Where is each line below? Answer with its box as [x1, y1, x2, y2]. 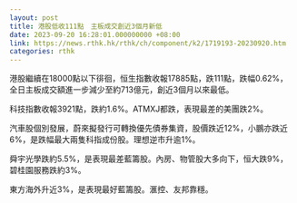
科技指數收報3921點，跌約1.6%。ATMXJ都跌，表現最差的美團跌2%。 [9, 103, 269, 114]
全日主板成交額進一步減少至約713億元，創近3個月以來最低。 [9, 84, 234, 95]
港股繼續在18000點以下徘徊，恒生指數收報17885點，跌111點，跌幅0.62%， [9, 73, 289, 84]
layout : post [9, 13, 59, 23]
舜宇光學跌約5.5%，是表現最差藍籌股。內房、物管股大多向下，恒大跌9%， [9, 153, 289, 164]
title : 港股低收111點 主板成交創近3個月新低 [9, 22, 163, 31]
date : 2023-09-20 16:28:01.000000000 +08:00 [9, 30, 181, 39]
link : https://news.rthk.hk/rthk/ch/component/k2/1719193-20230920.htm [9, 38, 286, 48]
